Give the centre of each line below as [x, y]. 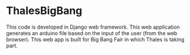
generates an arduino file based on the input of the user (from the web [92, 33]
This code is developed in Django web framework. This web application [93, 27]
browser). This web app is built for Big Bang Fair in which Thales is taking [95, 39]
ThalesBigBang [44, 11]
